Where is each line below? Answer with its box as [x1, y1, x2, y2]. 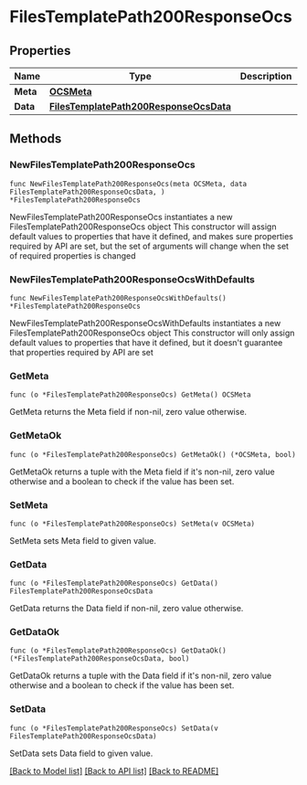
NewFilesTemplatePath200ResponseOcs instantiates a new [9, 211, 233, 222]
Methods [9, 131, 62, 147]
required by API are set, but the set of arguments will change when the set [9, 240, 290, 251]
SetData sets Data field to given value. [9, 748, 153, 758]
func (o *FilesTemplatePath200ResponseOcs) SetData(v [9, 724, 219, 733]
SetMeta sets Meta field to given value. [9, 535, 157, 546]
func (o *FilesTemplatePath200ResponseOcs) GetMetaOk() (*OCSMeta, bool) [9, 450, 297, 459]
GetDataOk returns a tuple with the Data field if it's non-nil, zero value [9, 670, 272, 682]
